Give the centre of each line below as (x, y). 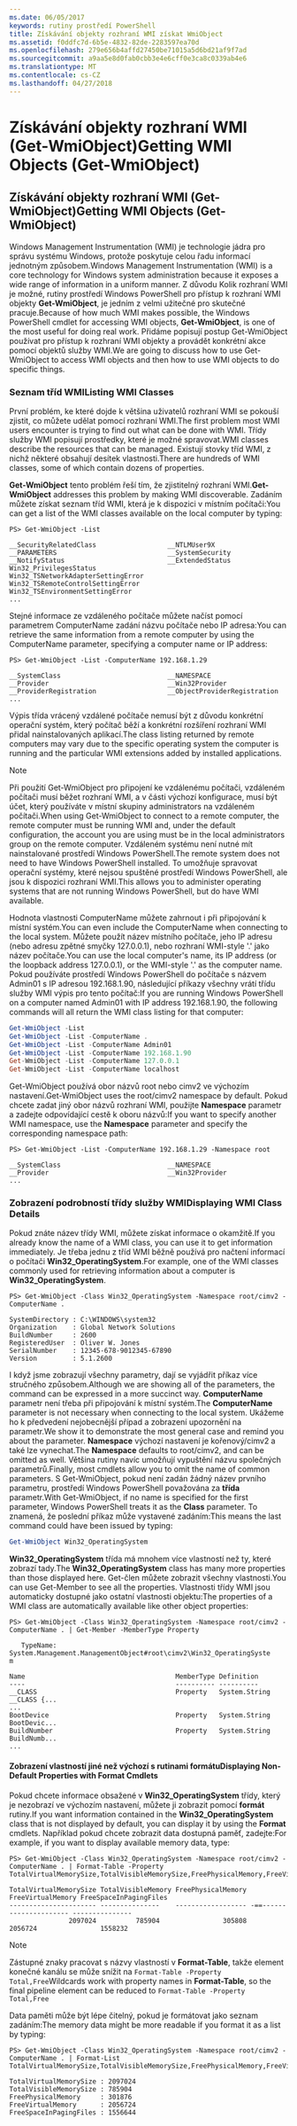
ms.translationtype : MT (53, 67)
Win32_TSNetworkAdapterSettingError (76, 576)
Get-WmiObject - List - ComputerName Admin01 (91, 1044)
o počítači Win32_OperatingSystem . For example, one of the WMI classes (144, 1262)
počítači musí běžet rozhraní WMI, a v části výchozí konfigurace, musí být (144, 797)
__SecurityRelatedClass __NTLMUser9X (112, 545)
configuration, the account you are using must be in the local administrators (147, 834)
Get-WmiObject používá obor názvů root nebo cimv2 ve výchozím (129, 1086)
